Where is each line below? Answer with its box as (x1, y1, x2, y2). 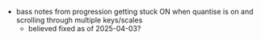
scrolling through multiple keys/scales (15, 15, 143, 25)
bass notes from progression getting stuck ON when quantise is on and (15, 7, 254, 16)
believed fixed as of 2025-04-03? (27, 24, 141, 33)
